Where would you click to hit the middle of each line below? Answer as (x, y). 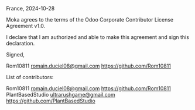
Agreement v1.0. (26, 26)
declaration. (20, 43)
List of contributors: (30, 77)
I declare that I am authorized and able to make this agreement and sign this (97, 37)
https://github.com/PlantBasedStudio (51, 101)
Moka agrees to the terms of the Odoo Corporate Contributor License (90, 19)
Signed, (15, 54)
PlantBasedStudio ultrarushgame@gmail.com (61, 95)
